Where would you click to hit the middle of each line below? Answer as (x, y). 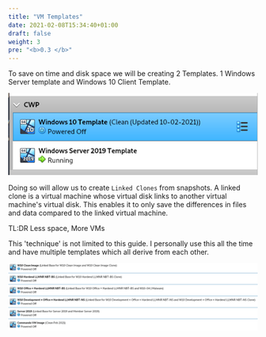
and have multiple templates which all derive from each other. (109, 252)
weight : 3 (25, 42)
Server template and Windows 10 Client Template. (89, 82)
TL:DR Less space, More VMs (57, 229)
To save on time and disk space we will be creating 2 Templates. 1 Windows (132, 74)
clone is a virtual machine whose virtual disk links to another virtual (118, 196)
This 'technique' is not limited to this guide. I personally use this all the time (131, 244)
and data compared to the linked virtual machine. (88, 213)
